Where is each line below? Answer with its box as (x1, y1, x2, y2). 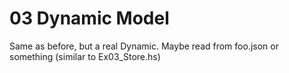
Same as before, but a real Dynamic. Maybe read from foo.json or (9, 40, 279, 52)
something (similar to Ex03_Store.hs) (9, 50, 161, 62)
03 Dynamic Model (9, 7, 170, 30)
